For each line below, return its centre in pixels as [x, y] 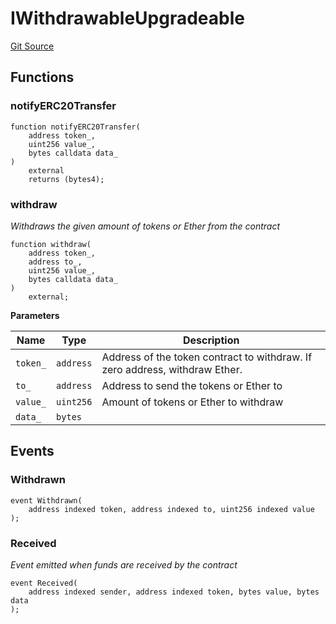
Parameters [35, 315]
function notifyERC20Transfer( [75, 127]
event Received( [44, 583]
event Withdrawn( [46, 500]
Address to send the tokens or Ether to [192, 385]
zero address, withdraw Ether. [172, 369]
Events [32, 451]
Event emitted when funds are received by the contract [124, 564]
